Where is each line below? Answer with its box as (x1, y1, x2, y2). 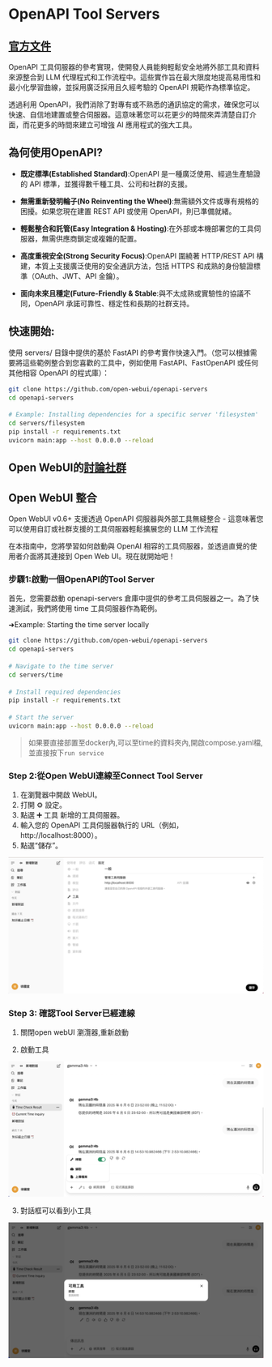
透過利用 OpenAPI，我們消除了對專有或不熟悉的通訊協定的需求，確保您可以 (8, 100, 261, 109)
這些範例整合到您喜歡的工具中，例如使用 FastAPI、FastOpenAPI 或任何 (22, 357, 259, 367)
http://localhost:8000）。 (19, 831, 102, 840)
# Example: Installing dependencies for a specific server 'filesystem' (8, 411, 259, 419)
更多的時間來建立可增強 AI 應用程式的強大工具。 (36, 120, 197, 130)
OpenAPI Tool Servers (8, 5, 160, 23)
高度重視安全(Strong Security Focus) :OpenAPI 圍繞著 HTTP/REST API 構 (19, 250, 264, 260)
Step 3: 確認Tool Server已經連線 (8, 1007, 135, 1019)
